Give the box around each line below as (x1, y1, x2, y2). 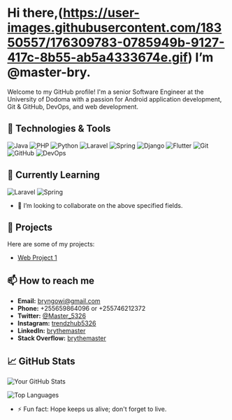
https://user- (62, 5, 140, 21)
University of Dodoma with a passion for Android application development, (7, 94, 222, 103)
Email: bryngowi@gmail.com (17, 297, 101, 305)
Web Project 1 (17, 253, 57, 262)
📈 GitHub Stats (7, 355, 75, 367)
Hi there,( (7, 5, 64, 21)
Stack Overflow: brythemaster (17, 334, 107, 342)
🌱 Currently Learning (7, 169, 100, 181)
